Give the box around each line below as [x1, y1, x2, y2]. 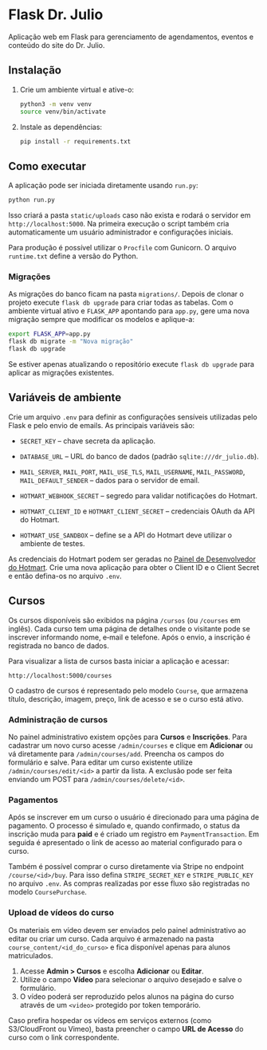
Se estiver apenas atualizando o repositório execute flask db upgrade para [8, 359, 255, 368]
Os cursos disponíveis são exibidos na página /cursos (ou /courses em [8, 615, 241, 625]
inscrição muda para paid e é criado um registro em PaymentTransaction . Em [8, 829, 260, 839]
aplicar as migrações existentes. [8, 368, 115, 377]
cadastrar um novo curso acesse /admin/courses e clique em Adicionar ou [8, 740, 253, 750]
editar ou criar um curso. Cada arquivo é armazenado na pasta [8, 934, 214, 943]
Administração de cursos [8, 714, 108, 725]
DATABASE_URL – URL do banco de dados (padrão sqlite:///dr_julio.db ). [19, 451, 259, 461]
